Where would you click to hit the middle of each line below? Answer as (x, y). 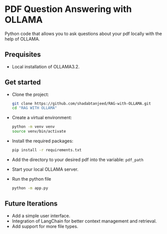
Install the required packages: (42, 141)
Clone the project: (30, 94)
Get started (23, 83)
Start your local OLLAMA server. (45, 169)
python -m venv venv (33, 127)
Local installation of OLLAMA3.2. (46, 66)
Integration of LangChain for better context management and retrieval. (84, 221)
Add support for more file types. (45, 226)
